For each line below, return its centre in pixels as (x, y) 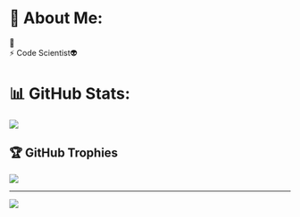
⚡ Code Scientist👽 (43, 52)
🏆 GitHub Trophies (64, 153)
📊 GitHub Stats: (70, 94)
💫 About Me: (56, 18)
